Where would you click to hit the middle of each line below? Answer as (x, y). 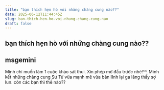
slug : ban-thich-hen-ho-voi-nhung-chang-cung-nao (57, 19)
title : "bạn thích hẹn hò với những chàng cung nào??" (62, 10)
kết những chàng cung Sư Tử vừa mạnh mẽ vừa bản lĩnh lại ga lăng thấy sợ (81, 77)
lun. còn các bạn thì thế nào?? (35, 82)
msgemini (21, 60)
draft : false (18, 23)
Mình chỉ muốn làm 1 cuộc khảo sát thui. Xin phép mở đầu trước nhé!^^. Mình (82, 72)
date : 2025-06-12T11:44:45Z (34, 14)
